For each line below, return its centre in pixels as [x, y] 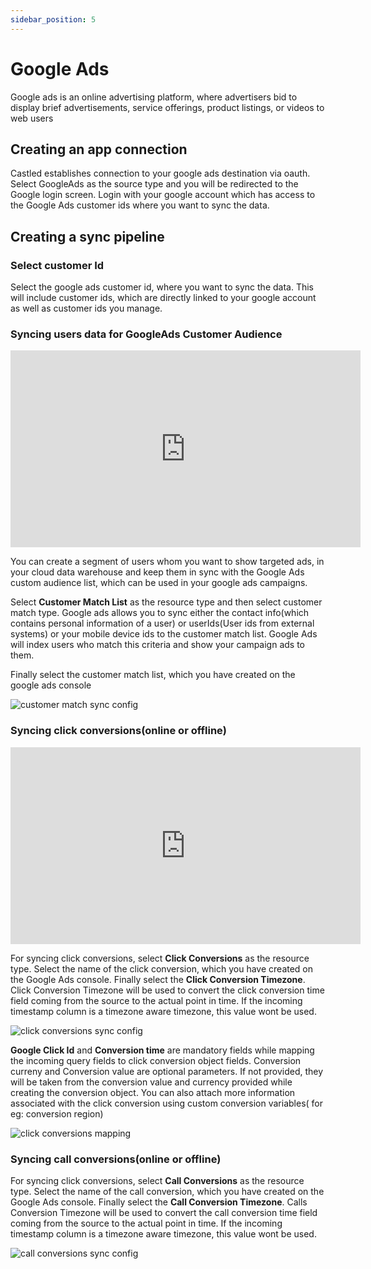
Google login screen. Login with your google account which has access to [163, 195]
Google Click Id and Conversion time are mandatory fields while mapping [162, 1050]
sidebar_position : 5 [53, 19]
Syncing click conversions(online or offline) [118, 731]
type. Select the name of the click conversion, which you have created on [162, 968]
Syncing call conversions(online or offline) [116, 1159]
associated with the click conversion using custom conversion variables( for [167, 1103]
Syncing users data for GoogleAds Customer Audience [146, 334]
